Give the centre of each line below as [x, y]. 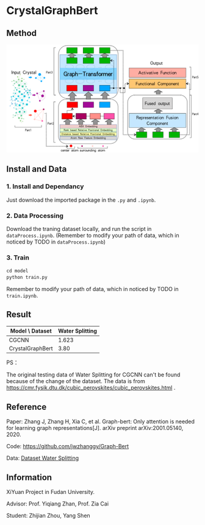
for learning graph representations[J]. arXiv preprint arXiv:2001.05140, [95, 428]
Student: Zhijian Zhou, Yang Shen [48, 515]
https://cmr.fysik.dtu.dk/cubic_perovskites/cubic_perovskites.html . [91, 388]
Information [29, 477]
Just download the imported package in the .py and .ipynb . [81, 200]
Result [19, 315]
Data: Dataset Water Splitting [43, 458]
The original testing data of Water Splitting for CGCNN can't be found [93, 375]
